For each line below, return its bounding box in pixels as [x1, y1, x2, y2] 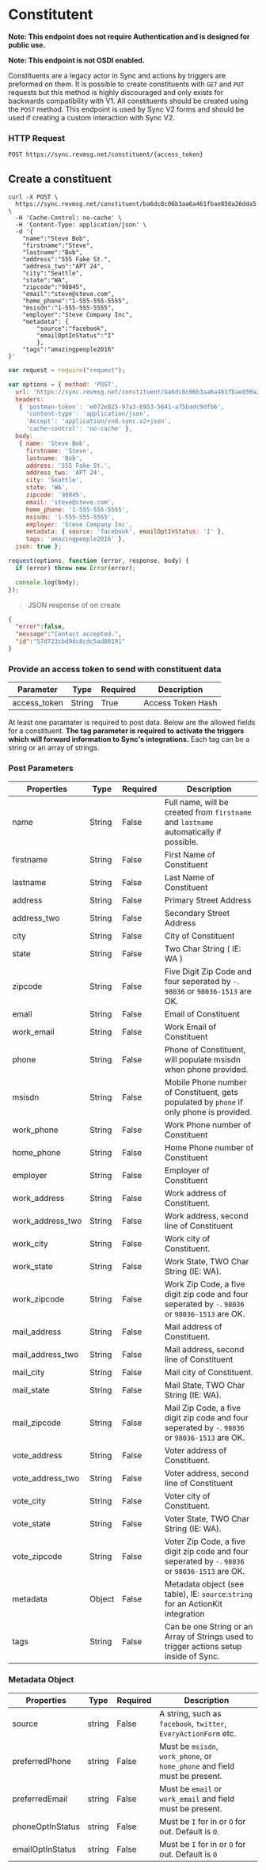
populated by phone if [165, 1097, 243, 1108]
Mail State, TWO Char [165, 1379, 245, 1390]
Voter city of [165, 1490, 211, 1501]
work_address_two [12, 1215, 82, 1226]
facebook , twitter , [159, 1718, 227, 1729]
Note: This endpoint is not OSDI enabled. [8, 55, 145, 65]
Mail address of [165, 1321, 222, 1332]
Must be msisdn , [159, 1740, 219, 1751]
